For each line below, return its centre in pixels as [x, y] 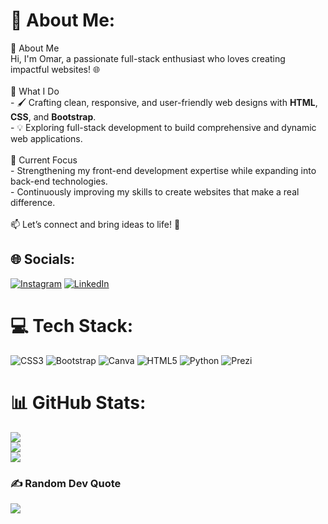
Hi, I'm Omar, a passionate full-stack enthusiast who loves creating [148, 58]
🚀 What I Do [35, 91]
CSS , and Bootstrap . [53, 116]
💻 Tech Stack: [72, 325]
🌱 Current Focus [44, 160]
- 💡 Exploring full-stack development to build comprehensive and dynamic [163, 127]
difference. [33, 202]
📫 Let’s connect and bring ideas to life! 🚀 [95, 224]
